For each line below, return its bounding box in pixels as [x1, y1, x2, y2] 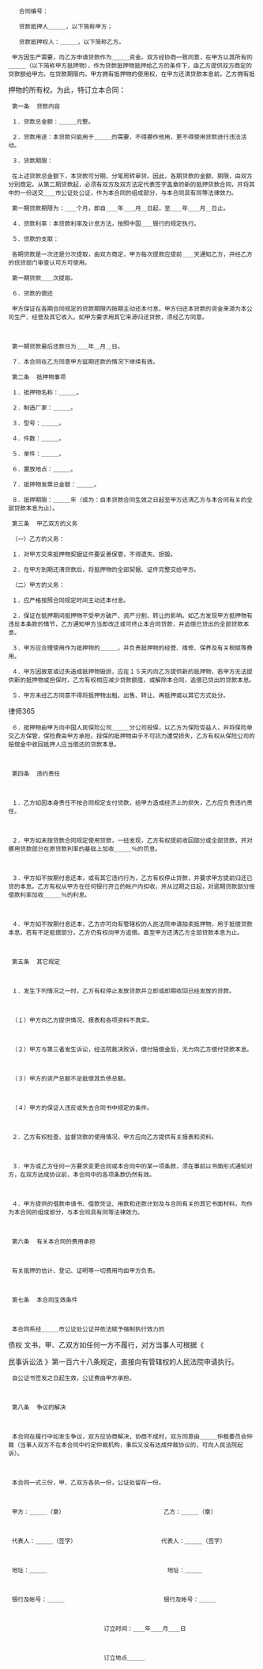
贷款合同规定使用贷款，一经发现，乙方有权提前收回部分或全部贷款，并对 [52, 836, 253, 844]
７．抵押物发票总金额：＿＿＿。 [11, 481, 100, 489]
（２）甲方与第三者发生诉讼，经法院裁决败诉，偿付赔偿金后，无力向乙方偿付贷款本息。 [11, 1046, 253, 1054]
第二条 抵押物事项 [11, 373, 66, 381]
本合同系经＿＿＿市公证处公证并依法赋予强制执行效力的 [11, 1325, 165, 1333]
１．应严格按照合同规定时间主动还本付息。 [11, 596, 130, 604]
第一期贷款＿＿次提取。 [11, 274, 77, 282]
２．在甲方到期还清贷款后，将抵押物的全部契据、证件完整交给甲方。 [11, 566, 200, 573]
